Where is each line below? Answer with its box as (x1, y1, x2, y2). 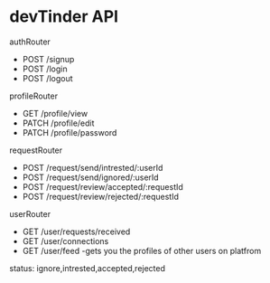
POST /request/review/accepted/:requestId (22, 181, 183, 192)
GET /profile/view (22, 108, 88, 118)
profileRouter (9, 90, 59, 101)
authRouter (9, 36, 51, 47)
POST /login (22, 63, 68, 74)
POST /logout (22, 72, 74, 83)
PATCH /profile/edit (22, 118, 95, 128)
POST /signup (22, 53, 75, 64)
